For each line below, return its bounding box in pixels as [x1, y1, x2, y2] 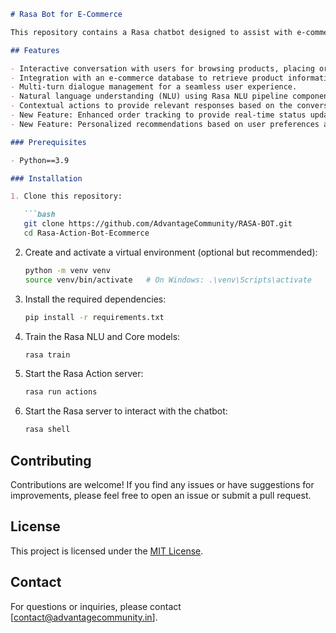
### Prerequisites [10, 137, 87, 147]
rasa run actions [24, 387, 98, 397]
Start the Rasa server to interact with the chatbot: [24, 405, 228, 417]
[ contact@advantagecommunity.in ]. [10, 611, 158, 623]
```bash [23, 210, 56, 220]
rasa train [24, 350, 71, 360]
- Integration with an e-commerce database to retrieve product [10, 73, 284, 83]
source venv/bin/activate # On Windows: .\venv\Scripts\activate [24, 275, 312, 285]
